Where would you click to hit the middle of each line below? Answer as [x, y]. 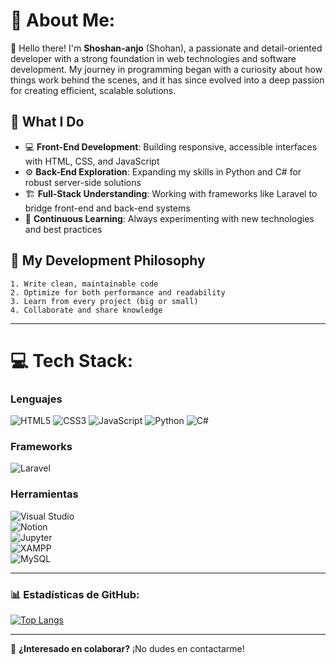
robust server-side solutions [83, 182]
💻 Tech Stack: [72, 360]
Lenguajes [36, 399]
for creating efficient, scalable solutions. [93, 90]
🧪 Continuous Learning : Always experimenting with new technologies [169, 218]
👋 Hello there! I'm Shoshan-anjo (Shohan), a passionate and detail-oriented [166, 48]
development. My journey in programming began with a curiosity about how [166, 69]
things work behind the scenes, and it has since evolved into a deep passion [167, 80]
